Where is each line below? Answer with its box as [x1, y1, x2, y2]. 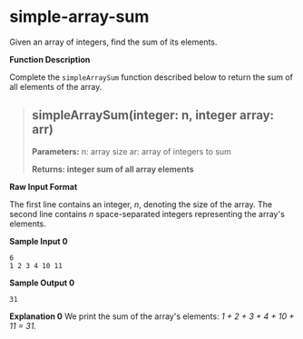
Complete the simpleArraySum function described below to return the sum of [9, 71, 293, 83]
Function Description [9, 54, 91, 65]
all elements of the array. [9, 81, 103, 92]
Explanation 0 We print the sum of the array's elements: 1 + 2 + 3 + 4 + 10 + [9, 311, 295, 322]
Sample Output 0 [9, 277, 75, 288]
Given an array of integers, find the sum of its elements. [9, 36, 218, 47]
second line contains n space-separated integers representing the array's [9, 208, 286, 219]
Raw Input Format [9, 181, 78, 192]
